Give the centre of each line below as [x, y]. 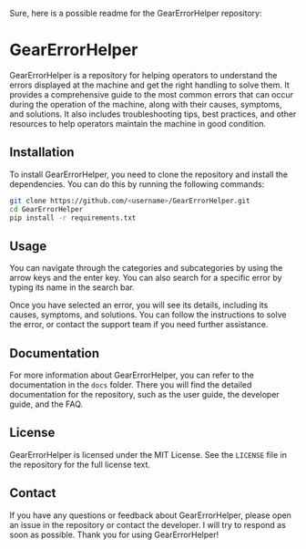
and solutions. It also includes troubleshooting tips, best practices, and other [153, 114]
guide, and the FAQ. [46, 404]
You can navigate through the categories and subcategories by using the [146, 268]
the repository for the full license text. [80, 464]
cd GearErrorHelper [46, 209]
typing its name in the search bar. [72, 287]
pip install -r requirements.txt [73, 218]
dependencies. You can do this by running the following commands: [137, 184]
